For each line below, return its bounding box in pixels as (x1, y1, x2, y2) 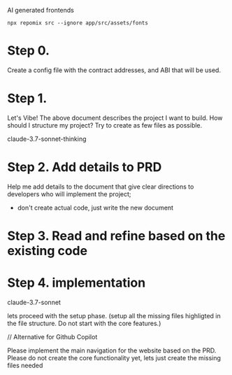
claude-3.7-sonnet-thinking (7, 135, 87, 143)
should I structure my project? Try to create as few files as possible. (7, 121, 203, 129)
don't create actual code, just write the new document (17, 203, 173, 212)
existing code (7, 243, 88, 259)
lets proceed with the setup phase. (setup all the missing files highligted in (7, 311, 222, 320)
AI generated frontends (7, 6, 75, 14)
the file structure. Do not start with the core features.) (7, 319, 161, 327)
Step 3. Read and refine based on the (7, 228, 226, 244)
